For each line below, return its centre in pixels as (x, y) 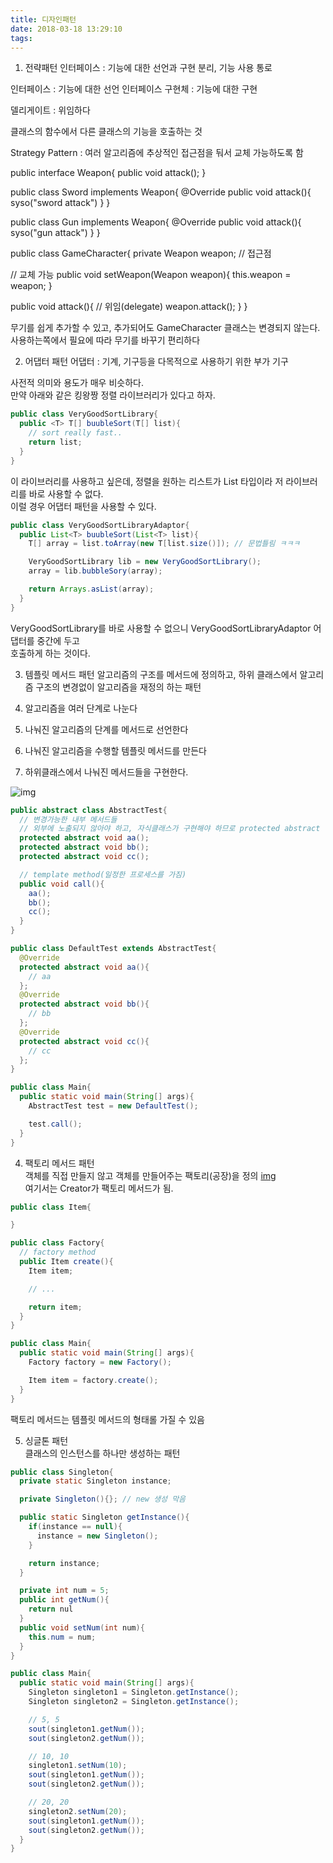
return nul (51, 1609)
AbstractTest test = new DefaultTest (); (113, 1106)
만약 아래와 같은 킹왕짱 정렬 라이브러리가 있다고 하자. (113, 395)
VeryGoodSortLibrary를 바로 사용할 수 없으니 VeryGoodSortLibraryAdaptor (161, 628)
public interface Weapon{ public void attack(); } (108, 173)
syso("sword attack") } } (60, 203)
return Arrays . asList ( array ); (91, 589)
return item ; (55, 1307)
